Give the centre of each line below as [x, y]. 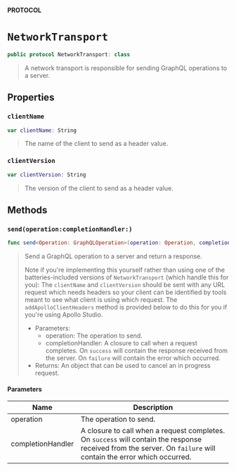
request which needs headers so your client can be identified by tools [125, 292]
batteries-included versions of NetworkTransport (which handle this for [126, 277]
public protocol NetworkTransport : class [69, 54]
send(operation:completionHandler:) [70, 229]
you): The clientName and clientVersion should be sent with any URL [125, 285]
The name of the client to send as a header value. [96, 144]
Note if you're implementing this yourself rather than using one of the [125, 270]
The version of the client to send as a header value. [99, 188]
